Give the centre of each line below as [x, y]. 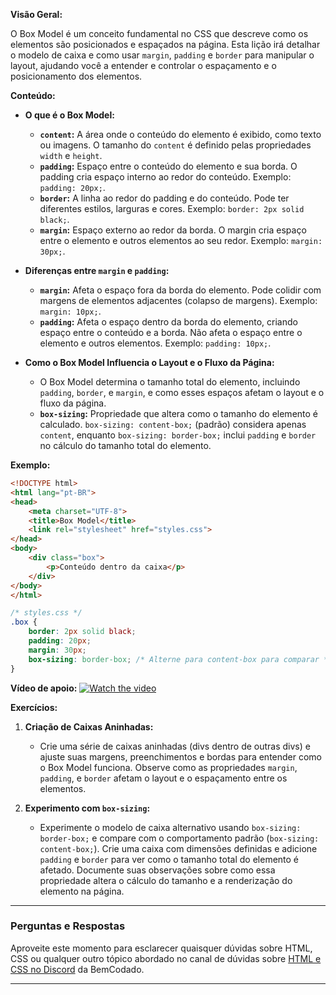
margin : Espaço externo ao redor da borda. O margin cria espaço [173, 230]
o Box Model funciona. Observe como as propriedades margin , [168, 767]
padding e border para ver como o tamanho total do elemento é [169, 859]
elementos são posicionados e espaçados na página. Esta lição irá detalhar [165, 44]
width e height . [71, 155]
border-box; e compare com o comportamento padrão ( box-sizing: [179, 838]
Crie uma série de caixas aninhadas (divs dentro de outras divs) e [175, 746]
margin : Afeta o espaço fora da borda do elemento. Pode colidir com [180, 290]
